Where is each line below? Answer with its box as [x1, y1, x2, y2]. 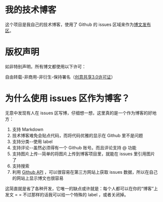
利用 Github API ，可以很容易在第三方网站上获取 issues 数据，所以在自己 [12, 169, 158, 175]
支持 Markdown [12, 126, 44, 132]
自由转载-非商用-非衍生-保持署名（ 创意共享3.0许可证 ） [5, 74, 116, 80]
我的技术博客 [5, 4, 57, 16]
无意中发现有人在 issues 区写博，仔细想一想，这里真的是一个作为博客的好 [5, 110, 152, 116]
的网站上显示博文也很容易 [12, 175, 64, 181]
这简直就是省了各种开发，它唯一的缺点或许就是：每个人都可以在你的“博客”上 [5, 185, 158, 191]
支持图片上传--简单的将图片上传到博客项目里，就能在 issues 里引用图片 [12, 151, 155, 157]
